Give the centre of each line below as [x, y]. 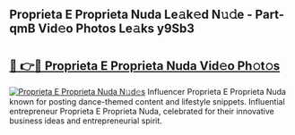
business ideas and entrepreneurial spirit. [86, 121]
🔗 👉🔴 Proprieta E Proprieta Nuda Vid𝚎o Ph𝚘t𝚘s [145, 66]
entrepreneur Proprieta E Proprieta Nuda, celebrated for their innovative [142, 111]
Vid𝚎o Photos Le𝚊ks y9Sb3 [117, 29]
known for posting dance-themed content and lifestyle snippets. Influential [147, 101]
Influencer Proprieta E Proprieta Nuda [217, 92]
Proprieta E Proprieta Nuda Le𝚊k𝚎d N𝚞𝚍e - [131, 15]
